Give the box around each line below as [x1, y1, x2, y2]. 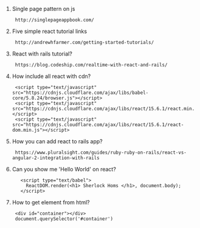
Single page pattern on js [12, 5, 75, 12]
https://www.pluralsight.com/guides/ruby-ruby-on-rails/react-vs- [15, 149, 187, 155]
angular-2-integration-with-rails [12, 155, 100, 161]
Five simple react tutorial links [12, 27, 87, 35]
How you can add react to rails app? [12, 138, 103, 145]
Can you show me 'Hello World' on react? [12, 166, 117, 173]
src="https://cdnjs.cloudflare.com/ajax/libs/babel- [12, 90, 149, 96]
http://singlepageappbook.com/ [15, 17, 94, 23]
